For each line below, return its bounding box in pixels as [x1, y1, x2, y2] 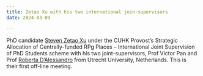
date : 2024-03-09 [6, 15, 51, 21]
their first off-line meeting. [6, 62, 73, 70]
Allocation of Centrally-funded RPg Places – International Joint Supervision [6, 43, 195, 50]
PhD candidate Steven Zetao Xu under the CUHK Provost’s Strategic [6, 36, 179, 44]
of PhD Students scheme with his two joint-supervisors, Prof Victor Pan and [6, 49, 197, 57]
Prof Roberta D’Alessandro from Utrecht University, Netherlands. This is [6, 56, 186, 63]
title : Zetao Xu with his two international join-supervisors [6, 9, 168, 15]
